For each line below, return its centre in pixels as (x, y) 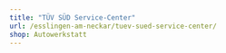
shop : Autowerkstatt (49, 34)
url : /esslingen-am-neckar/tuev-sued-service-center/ (113, 26)
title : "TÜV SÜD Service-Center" (73, 18)
